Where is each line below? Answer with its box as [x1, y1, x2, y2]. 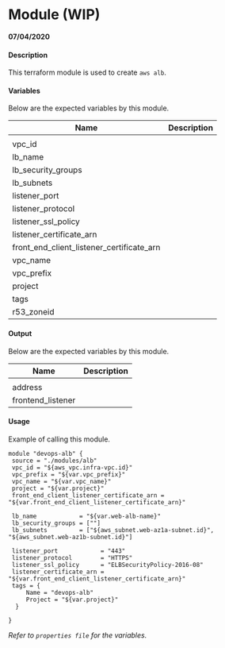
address [12, 381, 43, 392]
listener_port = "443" [11, 546, 126, 555]
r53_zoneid [12, 307, 55, 318]
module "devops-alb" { [8, 449, 83, 457]
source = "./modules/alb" [11, 457, 97, 465]
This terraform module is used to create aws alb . [8, 67, 166, 77]
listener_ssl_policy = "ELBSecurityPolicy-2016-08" [11, 561, 204, 569]
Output [8, 328, 32, 338]
